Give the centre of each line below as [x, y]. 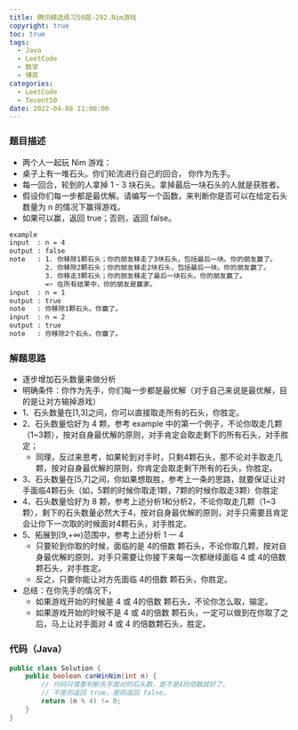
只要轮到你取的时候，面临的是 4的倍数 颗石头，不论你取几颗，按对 [157, 546]
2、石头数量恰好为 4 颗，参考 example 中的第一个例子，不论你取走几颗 [152, 424]
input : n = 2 [37, 317]
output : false [37, 251]
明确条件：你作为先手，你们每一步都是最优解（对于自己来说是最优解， [151, 390]
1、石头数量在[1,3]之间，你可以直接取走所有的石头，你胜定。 [133, 413]
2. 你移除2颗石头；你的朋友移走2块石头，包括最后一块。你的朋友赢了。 [157, 268]
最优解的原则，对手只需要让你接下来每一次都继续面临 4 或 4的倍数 [165, 558]
